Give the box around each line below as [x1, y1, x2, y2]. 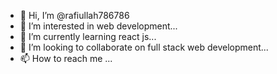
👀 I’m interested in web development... [19, 20, 178, 32]
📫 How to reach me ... [19, 53, 113, 64]
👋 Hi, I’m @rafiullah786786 [19, 10, 130, 21]
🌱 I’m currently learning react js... [19, 31, 157, 42]
